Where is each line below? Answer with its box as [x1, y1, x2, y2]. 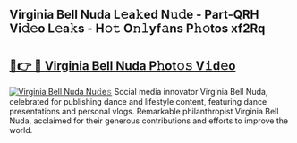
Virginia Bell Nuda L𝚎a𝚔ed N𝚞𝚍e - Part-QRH [9, 7, 259, 22]
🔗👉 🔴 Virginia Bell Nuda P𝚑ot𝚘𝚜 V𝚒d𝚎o [9, 58, 236, 73]
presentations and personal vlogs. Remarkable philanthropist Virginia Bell [9, 106, 279, 116]
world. [9, 125, 33, 135]
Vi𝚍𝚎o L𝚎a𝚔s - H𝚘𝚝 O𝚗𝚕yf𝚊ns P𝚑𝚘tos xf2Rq [9, 21, 266, 37]
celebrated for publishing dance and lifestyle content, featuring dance [9, 97, 267, 106]
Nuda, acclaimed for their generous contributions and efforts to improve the [9, 115, 289, 126]
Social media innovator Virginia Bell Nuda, [114, 87, 268, 97]
